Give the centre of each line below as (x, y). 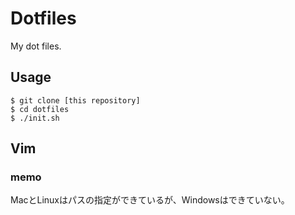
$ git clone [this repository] (75, 100)
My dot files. (36, 46)
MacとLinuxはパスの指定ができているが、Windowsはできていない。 (150, 200)
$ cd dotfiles (40, 109)
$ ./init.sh (35, 118)
